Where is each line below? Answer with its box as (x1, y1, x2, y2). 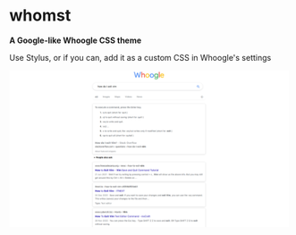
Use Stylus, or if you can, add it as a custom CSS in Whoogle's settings (9, 52, 272, 63)
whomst (9, 5, 72, 26)
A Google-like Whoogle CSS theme (9, 35, 142, 46)
